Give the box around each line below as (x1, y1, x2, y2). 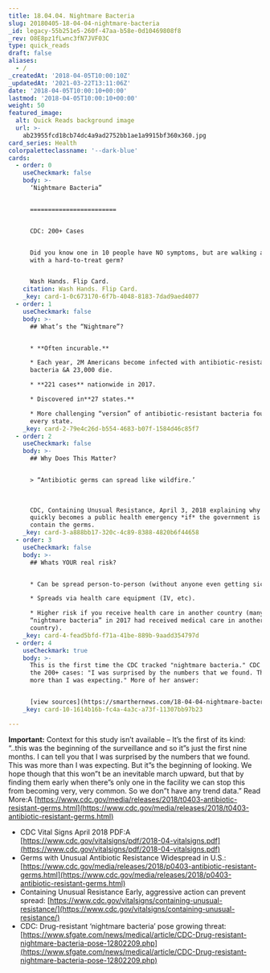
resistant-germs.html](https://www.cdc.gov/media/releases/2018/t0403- (8, 802, 250, 813)
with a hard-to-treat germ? (29, 256, 125, 264)
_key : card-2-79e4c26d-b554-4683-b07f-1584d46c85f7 (22, 424, 199, 433)
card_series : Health (8, 138, 78, 147)
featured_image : (8, 109, 63, 118)
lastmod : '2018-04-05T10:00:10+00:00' (8, 94, 138, 102)
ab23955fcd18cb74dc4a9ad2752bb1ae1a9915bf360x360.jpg (22, 131, 207, 139)
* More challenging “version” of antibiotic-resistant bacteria (29, 410, 250, 418)
